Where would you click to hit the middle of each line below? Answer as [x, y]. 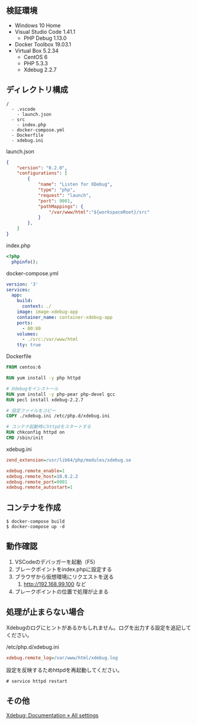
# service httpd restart [37, 681]
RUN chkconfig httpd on [36, 432]
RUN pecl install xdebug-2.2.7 [45, 400]
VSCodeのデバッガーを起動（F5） [57, 561]
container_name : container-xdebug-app [65, 317]
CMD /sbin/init [25, 438]
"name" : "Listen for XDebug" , [75, 184]
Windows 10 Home [38, 25]
